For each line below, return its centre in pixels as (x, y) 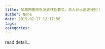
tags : (11, 24)
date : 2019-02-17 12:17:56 (33, 19)
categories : (17, 28)
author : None (18, 14)
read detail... (18, 42)
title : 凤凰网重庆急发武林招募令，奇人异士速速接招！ (53, 10)
